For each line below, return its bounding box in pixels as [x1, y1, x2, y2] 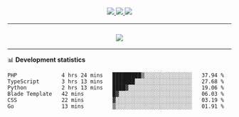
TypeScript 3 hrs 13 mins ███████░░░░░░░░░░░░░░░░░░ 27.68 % [7, 78, 224, 85]
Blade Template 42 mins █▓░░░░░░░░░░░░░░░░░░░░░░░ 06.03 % [7, 90, 224, 97]
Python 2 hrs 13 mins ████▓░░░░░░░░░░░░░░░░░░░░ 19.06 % [7, 84, 224, 91]
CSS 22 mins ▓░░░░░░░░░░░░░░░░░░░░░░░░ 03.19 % [7, 96, 224, 104]
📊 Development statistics [7, 55, 86, 64]
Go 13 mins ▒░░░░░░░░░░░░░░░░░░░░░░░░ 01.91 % [7, 103, 224, 110]
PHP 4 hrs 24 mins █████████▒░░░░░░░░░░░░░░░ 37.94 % [7, 72, 224, 79]
